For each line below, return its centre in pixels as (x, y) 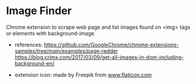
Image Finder (39, 11)
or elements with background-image (50, 33)
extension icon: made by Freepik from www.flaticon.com (83, 75)
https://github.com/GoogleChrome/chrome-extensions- (112, 45)
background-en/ (34, 63)
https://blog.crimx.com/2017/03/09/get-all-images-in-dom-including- (99, 57)
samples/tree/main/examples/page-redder (66, 51)
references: (29, 45)
